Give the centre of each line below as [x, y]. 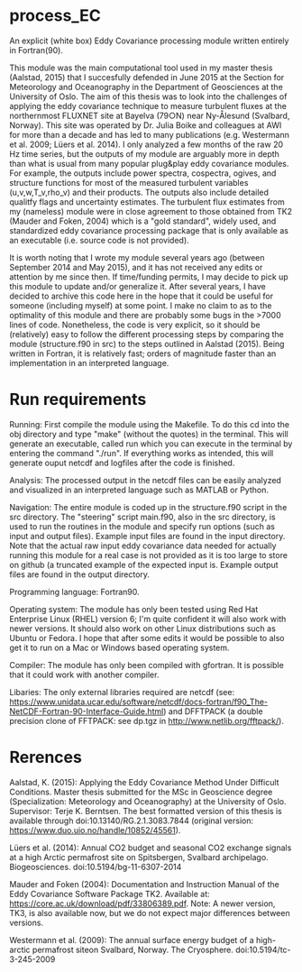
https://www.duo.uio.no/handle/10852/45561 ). [95, 830]
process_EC [55, 16]
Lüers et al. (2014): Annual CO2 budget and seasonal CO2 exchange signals [151, 848]
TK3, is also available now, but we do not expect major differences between [150, 912]
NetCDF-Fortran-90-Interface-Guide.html [87, 711]
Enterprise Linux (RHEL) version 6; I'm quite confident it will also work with [148, 619]
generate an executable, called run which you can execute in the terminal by [151, 444]
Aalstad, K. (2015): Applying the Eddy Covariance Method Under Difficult [144, 782]
